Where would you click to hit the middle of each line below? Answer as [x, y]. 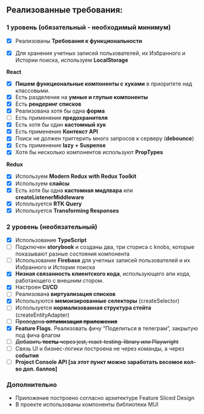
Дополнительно [31, 385]
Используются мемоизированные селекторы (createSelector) [97, 301]
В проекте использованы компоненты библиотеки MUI [87, 405]
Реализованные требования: [65, 10]
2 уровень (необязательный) [52, 227]
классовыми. [32, 91]
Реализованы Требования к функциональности [78, 41]
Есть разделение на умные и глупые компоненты [82, 97]
